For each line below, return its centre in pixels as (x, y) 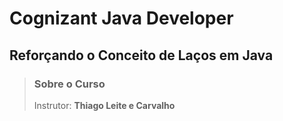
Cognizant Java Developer (121, 18)
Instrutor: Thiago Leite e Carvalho (104, 105)
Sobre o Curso (69, 84)
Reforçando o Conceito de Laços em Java (141, 55)
